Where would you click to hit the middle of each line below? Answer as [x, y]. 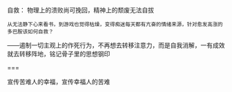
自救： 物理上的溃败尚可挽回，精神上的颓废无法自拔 [80, 10]
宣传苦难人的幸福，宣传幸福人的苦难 [59, 82]
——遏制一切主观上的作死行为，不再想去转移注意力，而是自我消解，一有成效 [116, 45]
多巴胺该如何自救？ [30, 32]
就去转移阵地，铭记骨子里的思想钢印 [59, 54]
